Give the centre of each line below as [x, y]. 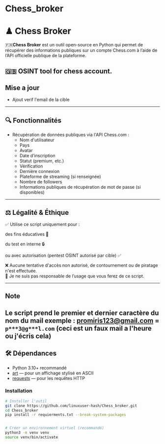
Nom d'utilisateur [37, 140]
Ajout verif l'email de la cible [41, 100]
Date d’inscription [37, 156]
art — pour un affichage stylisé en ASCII [53, 373]
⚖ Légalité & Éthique [37, 212]
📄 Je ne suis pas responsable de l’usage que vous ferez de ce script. [75, 276]
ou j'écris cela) [28, 336]
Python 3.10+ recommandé [40, 368]
